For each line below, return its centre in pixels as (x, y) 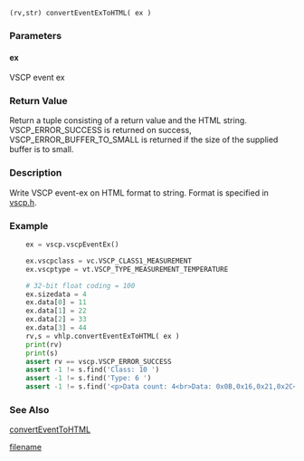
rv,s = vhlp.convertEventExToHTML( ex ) (103, 336)
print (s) (42, 353)
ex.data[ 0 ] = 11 (57, 303)
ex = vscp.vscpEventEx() (72, 245)
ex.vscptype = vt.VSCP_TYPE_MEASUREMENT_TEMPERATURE (127, 269)
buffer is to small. (42, 149)
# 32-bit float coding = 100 (81, 285)
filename (26, 447)
